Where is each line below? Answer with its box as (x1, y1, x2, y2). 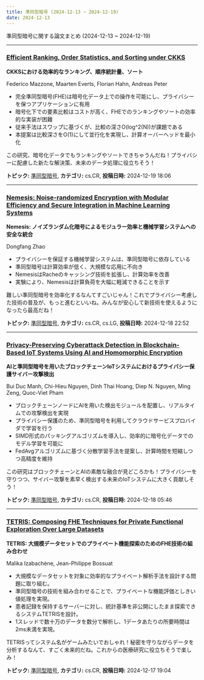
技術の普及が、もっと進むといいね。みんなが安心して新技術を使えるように (11, 299, 197, 306)
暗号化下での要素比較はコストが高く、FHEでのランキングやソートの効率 (15, 108, 196, 115)
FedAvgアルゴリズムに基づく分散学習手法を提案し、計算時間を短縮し (15, 447, 188, 455)
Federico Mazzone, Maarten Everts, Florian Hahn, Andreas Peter (6, 80, 168, 87)
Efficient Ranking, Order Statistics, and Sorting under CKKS (6, 53, 186, 62)
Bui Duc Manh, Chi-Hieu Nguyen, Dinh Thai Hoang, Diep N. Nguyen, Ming (6, 383, 191, 390)
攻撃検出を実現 (31, 409, 69, 417)
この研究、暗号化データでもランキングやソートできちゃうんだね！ (6, 151, 171, 158)
